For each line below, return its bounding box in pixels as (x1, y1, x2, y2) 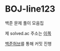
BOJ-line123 (5, 3, 56, 15)
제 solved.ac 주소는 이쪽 (5, 30, 52, 36)
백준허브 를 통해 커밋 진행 (5, 40, 52, 47)
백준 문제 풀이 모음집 (5, 20, 44, 26)
